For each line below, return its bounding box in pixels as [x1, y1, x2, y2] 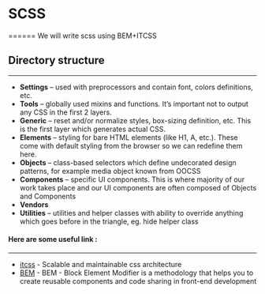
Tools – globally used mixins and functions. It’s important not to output [19, 99, 248, 108]
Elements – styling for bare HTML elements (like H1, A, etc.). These [19, 132, 238, 142]
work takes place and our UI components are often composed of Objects [19, 183, 257, 192]
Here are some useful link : [8, 235, 98, 244]
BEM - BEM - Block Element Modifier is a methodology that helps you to [19, 268, 254, 277]
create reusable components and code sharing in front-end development [19, 276, 257, 285]
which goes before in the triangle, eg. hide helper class [19, 217, 199, 226]
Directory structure [8, 54, 105, 67]
